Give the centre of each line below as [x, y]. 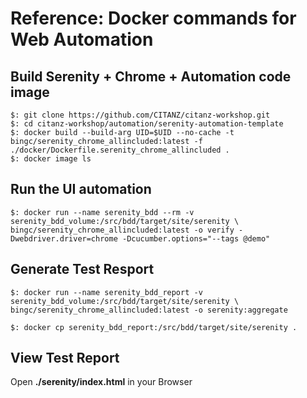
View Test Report [65, 358]
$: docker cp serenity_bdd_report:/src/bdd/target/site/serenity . [154, 327]
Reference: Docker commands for [153, 18]
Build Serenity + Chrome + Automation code [151, 76]
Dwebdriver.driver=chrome [64, 238]
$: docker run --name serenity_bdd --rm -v [102, 212]
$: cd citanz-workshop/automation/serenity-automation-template [147, 124]
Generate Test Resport [82, 269]
